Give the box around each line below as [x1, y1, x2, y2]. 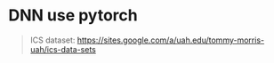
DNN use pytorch [8, 5, 139, 26]
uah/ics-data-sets [29, 43, 97, 54]
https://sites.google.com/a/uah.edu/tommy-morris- [77, 35, 264, 45]
